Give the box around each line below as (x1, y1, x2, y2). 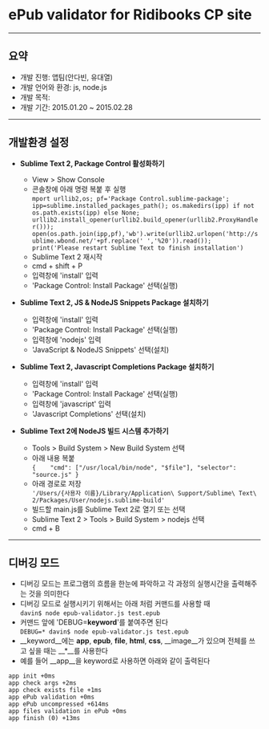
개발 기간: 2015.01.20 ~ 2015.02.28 (19, 102, 134, 112)
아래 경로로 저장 (31, 479, 82, 488)
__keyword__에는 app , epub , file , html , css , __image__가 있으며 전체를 (19, 636, 247, 646)
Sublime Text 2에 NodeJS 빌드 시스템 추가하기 (19, 426, 170, 435)
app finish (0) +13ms (8, 715, 81, 723)
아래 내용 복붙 (31, 453, 75, 462)
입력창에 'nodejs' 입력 (31, 335, 102, 344)
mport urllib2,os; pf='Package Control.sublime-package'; (31, 194, 230, 202)
